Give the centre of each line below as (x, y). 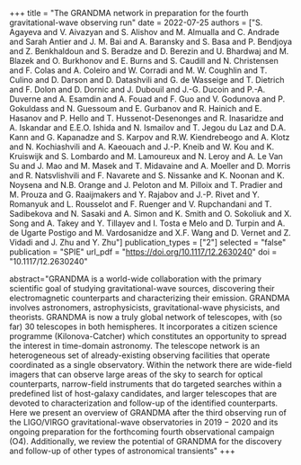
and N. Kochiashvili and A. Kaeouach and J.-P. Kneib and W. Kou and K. (142, 147)
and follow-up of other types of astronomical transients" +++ (123, 451)
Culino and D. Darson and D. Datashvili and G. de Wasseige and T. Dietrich (147, 80)
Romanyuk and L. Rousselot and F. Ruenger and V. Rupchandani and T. (141, 204)
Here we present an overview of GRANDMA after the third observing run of (148, 412)
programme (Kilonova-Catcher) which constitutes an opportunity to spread (148, 336)
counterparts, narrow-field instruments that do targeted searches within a (146, 384)
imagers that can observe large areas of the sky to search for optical (136, 374)
